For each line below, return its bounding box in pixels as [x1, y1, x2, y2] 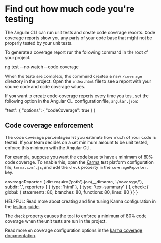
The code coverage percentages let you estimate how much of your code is [5, 134, 156, 140]
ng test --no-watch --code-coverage [5, 64, 79, 70]
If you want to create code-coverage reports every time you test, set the [5, 93, 149, 99]
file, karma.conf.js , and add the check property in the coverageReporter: [5, 164, 149, 170]
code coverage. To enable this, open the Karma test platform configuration [5, 159, 154, 165]
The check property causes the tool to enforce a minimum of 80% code [5, 213, 146, 219]
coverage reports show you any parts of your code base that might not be [5, 35, 152, 41]
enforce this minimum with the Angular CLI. [5, 144, 91, 151]
